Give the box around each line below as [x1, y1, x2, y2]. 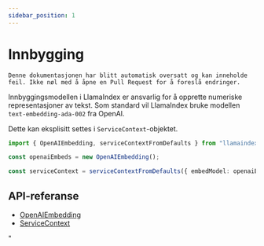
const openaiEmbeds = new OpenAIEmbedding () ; [8, 153, 159, 161]
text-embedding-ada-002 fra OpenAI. [8, 108, 125, 118]
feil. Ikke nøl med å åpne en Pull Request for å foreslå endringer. [8, 78, 241, 86]
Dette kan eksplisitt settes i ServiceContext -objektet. [8, 123, 178, 134]
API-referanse [8, 189, 79, 203]
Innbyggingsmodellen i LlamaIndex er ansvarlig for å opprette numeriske [8, 92, 243, 101]
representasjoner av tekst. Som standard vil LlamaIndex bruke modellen [8, 100, 240, 110]
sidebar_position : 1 [8, 11, 76, 20]
